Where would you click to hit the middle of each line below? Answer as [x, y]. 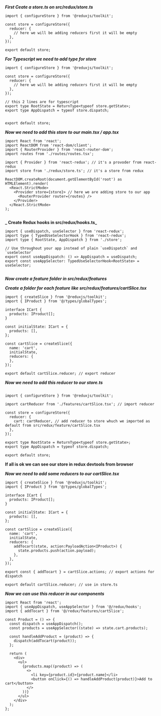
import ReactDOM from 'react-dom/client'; [48, 145]
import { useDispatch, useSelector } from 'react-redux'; [65, 231]
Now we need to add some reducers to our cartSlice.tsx [62, 474]
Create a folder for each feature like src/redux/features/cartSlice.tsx [76, 288]
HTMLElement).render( [27, 184]
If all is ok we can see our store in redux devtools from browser [69, 464]
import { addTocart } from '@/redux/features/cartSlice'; [65, 611]
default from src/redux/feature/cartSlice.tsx [53, 425]
